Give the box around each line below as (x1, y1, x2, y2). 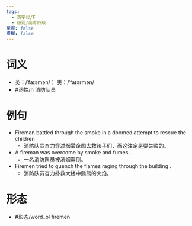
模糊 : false (6, 31, 34, 37)
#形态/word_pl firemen (14, 213, 71, 220)
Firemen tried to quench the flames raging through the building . (14, 163, 172, 169)
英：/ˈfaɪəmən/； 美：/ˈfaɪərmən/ (14, 79, 95, 86)
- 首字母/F (11, 14, 36, 20)
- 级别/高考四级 (11, 20, 46, 25)
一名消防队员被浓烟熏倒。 (23, 156, 87, 163)
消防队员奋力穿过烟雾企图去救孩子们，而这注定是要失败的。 (23, 143, 169, 149)
